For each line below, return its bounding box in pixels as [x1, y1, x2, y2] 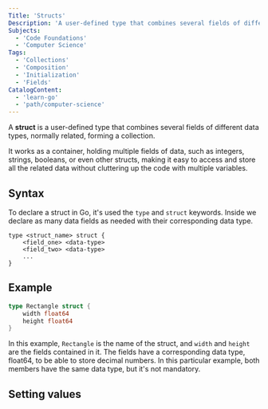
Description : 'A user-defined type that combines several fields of [8, 19, 241, 27]
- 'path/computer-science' [15, 100, 105, 108]
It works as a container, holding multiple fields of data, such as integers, [8, 147, 245, 156]
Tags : [8, 49, 26, 57]
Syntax [8, 187, 45, 200]
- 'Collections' [15, 57, 69, 65]
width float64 [22, 309, 69, 317]
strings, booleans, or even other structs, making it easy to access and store [8, 155, 256, 164]
